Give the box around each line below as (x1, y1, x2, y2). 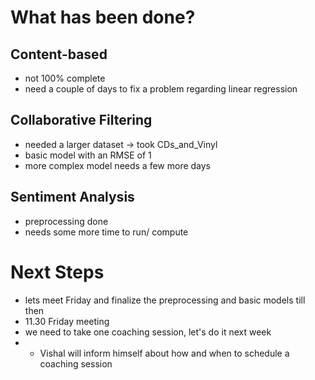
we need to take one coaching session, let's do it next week (24, 326, 272, 338)
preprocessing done (24, 215, 109, 227)
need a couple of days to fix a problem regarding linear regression (24, 83, 298, 95)
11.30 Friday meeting (24, 315, 110, 327)
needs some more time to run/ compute (24, 226, 189, 238)
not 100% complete (24, 72, 106, 84)
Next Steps (10, 261, 105, 283)
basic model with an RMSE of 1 (24, 149, 152, 161)
